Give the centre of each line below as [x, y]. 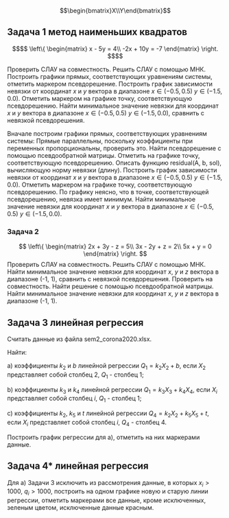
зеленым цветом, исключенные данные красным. [81, 508]
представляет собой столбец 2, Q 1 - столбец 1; [75, 375]
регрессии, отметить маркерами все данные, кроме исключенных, [107, 500]
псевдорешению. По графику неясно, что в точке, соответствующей [108, 191]
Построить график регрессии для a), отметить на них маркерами [104, 437]
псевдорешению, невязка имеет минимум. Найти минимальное [101, 199]
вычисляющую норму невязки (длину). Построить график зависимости [112, 170]
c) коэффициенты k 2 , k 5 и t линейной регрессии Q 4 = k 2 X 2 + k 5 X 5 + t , [108, 414]
